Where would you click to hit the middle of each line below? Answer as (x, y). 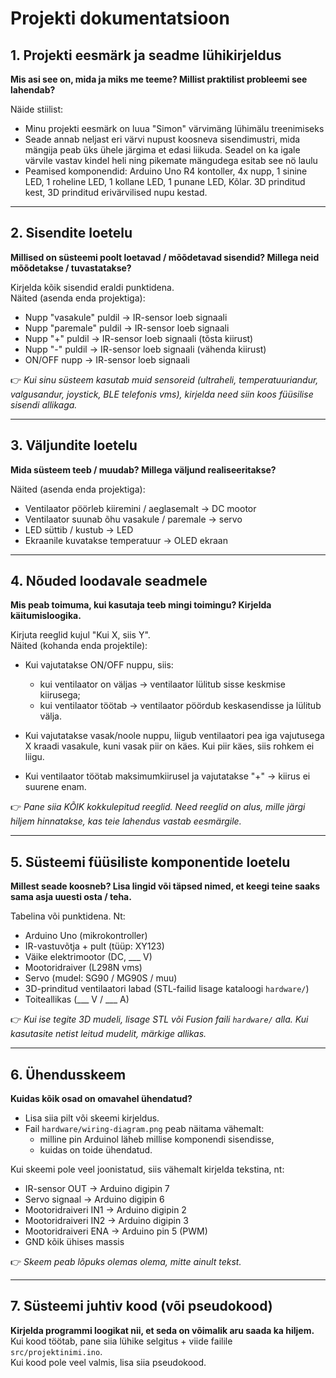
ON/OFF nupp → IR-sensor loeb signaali (107, 359)
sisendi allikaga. (44, 404)
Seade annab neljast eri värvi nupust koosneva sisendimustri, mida (162, 139)
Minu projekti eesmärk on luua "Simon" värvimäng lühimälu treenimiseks (174, 128)
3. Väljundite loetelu (74, 445)
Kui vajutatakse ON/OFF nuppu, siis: (99, 665)
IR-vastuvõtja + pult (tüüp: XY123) (94, 946)
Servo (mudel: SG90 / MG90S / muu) (101, 978)
